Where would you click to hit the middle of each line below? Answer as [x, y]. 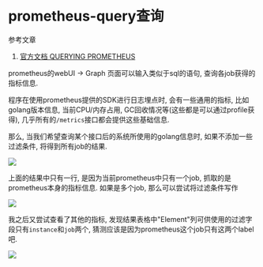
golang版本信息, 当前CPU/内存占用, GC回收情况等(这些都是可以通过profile [128, 109]
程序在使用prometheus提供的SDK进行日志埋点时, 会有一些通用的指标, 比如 [129, 100]
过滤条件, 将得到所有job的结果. [58, 146]
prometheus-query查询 [86, 16]
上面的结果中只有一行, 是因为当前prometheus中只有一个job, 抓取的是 [120, 178]
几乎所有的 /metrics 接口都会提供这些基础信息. [96, 119]
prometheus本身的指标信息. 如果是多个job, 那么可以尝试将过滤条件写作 [123, 187]
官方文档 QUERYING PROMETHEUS [77, 56]
